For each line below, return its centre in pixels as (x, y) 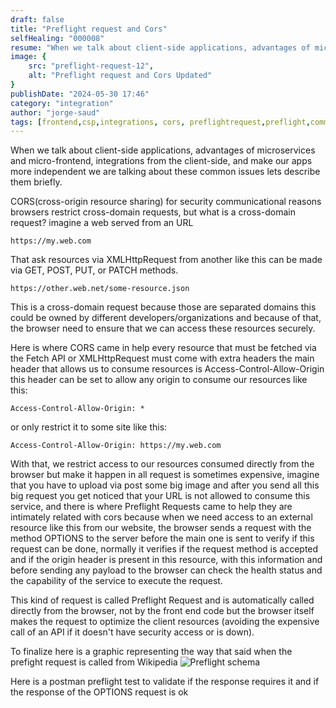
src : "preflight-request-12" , (91, 66)
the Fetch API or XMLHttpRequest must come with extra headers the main (162, 358)
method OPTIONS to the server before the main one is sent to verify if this (162, 538)
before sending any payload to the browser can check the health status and (166, 570)
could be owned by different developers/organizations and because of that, (166, 318)
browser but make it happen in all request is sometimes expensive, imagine (165, 475)
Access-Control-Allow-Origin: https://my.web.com (116, 446)
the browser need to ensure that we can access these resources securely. (163, 328)
